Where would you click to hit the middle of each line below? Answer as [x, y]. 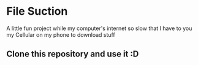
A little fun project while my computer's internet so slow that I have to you [99, 28]
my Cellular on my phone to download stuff [61, 34]
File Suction [37, 11]
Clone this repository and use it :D [73, 54]
